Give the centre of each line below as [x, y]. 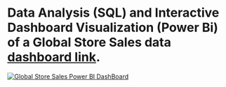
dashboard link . [54, 57]
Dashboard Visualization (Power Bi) [113, 27]
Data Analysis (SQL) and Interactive [113, 13]
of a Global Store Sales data [89, 42]
